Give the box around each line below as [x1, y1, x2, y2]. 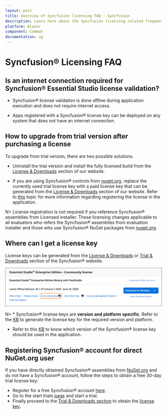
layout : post [5, 8, 32, 13]
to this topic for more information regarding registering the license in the [12, 194, 161, 200]
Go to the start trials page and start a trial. [12, 393, 98, 399]
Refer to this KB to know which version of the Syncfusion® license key [12, 326, 157, 332]
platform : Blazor [5, 24, 41, 29]
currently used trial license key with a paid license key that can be [12, 183, 148, 189]
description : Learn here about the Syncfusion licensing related [5, 18, 143, 23]
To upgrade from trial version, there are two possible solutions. [5, 153, 134, 159]
